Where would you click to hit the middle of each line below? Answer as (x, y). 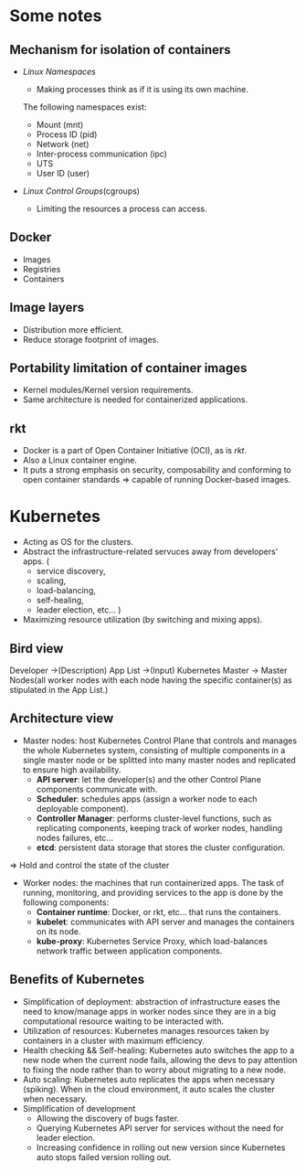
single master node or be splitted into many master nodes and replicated (159, 760)
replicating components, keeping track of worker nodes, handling (159, 827)
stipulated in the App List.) (59, 690)
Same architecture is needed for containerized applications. (135, 400)
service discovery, (71, 571)
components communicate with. (97, 789)
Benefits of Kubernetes (77, 980)
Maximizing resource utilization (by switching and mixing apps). (142, 620)
